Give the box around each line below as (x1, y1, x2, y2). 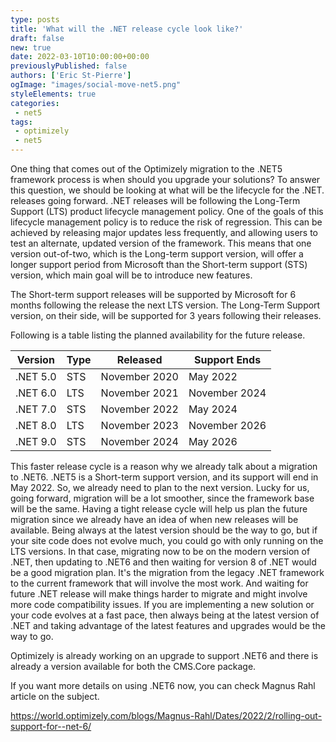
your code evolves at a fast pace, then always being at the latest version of (10, 609, 320, 621)
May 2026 (188, 435, 238, 448)
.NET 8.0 (15, 419, 57, 432)
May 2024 (188, 402, 238, 416)
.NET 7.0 (15, 402, 57, 416)
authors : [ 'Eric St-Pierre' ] (10, 71, 132, 81)
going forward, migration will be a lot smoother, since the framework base (10, 492, 315, 504)
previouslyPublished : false (10, 61, 128, 71)
